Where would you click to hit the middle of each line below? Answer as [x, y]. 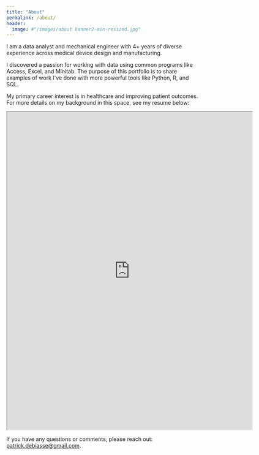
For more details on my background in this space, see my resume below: [98, 103]
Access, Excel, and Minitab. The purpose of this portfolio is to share [92, 72]
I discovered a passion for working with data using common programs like [99, 65]
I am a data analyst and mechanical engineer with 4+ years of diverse [94, 47]
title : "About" [26, 12]
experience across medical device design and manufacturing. [84, 53]
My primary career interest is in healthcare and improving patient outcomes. [102, 96]
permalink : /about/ [31, 18]
